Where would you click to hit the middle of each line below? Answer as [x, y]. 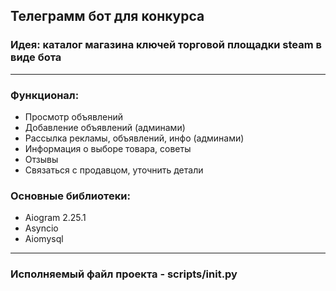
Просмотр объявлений [73, 116]
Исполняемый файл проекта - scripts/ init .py [124, 274]
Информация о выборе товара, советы [108, 148]
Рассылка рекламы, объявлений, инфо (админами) [134, 138]
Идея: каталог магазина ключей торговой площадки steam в [166, 45]
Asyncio [41, 228]
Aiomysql [44, 239]
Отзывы [41, 159]
